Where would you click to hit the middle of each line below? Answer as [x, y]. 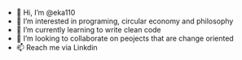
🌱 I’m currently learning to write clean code [88, 30]
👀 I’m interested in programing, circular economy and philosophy [125, 21]
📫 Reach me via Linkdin [57, 47]
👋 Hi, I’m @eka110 [46, 13]
